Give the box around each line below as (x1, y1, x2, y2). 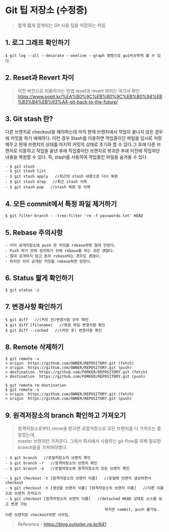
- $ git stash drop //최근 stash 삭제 (5, 180, 87, 185)
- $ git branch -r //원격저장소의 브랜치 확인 (5, 461, 98, 466)
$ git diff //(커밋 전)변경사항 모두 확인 (5, 317, 89, 322)
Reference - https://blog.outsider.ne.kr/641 (17, 521, 107, 527)
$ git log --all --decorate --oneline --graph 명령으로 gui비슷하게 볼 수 (5, 53, 155, 58)
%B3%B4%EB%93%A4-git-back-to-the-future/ (17, 99, 118, 105)
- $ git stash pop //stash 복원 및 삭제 (5, 185, 91, 190)
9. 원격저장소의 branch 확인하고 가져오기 (5, 411, 126, 420)
